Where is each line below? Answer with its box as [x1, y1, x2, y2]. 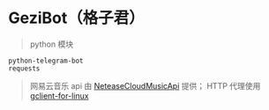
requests [8, 63, 41, 73]
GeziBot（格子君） [8, 8, 145, 28]
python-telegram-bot [8, 56, 85, 65]
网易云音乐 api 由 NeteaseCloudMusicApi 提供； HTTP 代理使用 [29, 80, 261, 91]
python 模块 [29, 39, 74, 49]
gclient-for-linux [29, 90, 89, 101]
